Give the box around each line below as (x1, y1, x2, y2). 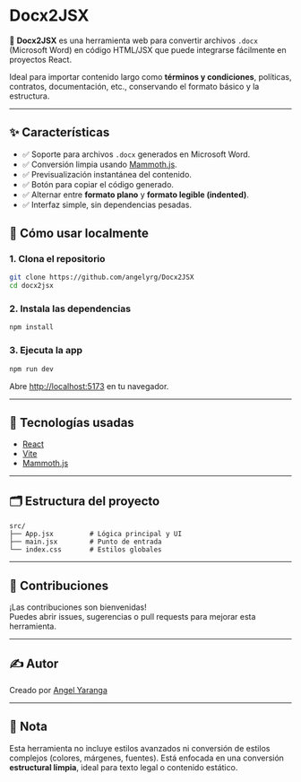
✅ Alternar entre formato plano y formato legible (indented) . (21, 189, 249, 200)
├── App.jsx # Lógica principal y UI (9, 530, 182, 539)
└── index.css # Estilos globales (9, 545, 163, 554)
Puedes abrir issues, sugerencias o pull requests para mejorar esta (9, 611, 256, 621)
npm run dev (9, 364, 54, 373)
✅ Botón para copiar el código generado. (21, 178, 175, 189)
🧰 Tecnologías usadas (9, 414, 134, 430)
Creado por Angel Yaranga (9, 684, 107, 695)
